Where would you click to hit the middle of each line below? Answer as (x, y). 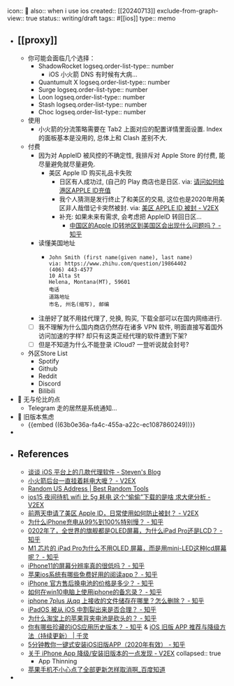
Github (48, 369)
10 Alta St (64, 276)
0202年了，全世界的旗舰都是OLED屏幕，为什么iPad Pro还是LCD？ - (125, 530)
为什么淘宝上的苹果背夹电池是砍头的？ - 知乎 (92, 618)
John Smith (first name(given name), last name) (121, 257)
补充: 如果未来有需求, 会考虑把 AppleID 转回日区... (131, 217)
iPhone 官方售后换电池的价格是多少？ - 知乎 (91, 583)
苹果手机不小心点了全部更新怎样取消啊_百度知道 (96, 669)
